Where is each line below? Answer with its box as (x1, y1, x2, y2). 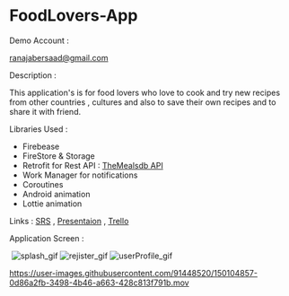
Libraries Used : (9, 123, 68, 135)
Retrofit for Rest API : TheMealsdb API (22, 160, 163, 170)
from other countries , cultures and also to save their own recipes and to (9, 96, 276, 108)
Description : (9, 69, 57, 81)
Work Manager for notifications (22, 170, 138, 180)
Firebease (22, 141, 60, 152)
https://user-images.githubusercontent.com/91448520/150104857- (9, 267, 258, 278)
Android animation (22, 188, 91, 199)
